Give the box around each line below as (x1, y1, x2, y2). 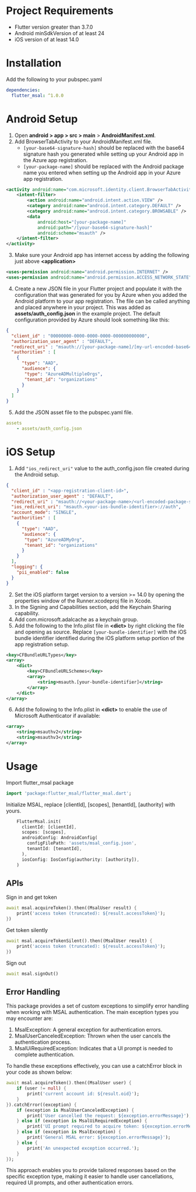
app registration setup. (14, 640, 69, 648)
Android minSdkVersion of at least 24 (14, 29, 105, 36)
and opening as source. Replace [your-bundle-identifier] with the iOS (14, 628, 187, 635)
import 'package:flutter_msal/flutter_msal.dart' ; (6, 790, 132, 796)
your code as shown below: (6, 1068, 72, 1075)
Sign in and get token (6, 894, 57, 901)
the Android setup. (14, 471, 60, 478)
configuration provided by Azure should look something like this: (14, 316, 170, 323)
